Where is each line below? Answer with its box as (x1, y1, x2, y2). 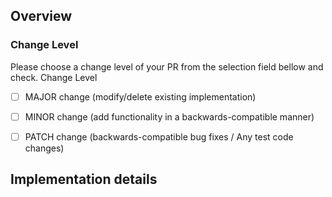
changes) (24, 142, 65, 154)
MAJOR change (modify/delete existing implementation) (24, 90, 257, 103)
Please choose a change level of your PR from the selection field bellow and (10, 60, 324, 73)
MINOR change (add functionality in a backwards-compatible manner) (24, 110, 315, 123)
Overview (10, 8, 73, 25)
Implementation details (10, 171, 158, 188)
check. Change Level (10, 71, 98, 83)
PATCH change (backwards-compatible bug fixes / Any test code (24, 130, 294, 143)
